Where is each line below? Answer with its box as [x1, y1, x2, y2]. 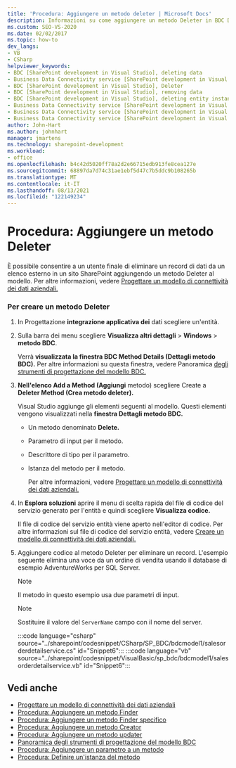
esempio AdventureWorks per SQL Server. [17, 563, 140, 572]
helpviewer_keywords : [7, 63, 71, 70]
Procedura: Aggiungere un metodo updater [17, 731, 143, 739]
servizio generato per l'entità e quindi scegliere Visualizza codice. [17, 506, 211, 515]
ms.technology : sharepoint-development [7, 141, 124, 148]
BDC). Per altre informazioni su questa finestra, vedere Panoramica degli [17, 360, 228, 369]
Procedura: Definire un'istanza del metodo [17, 753, 140, 762]
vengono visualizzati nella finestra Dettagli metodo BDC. [17, 409, 184, 418]
